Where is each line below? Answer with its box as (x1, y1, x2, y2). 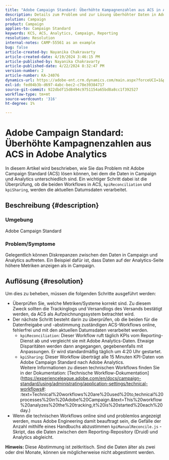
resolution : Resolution (5, 36, 55, 41)
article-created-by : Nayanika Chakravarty (5, 49, 96, 54)
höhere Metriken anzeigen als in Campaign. (5, 262, 96, 269)
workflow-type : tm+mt (5, 92, 51, 97)
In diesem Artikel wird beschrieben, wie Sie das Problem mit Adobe (5, 165, 144, 171)
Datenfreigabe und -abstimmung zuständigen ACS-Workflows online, (12, 321, 156, 327)
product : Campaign (5, 21, 44, 27)
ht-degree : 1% (5, 101, 35, 106)
